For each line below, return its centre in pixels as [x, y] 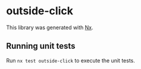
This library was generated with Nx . [50, 27]
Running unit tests [41, 46]
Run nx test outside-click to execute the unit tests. [70, 60]
